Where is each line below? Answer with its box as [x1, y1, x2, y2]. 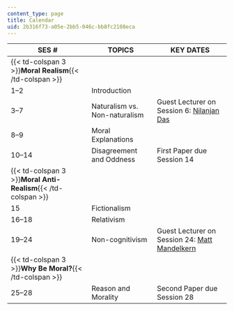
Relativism [91, 215, 125, 225]
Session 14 [156, 155, 194, 165]
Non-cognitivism [91, 235, 148, 245]
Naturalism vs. [91, 102, 139, 112]
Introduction [91, 86, 132, 96]
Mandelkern [156, 243, 196, 253]
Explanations [91, 135, 134, 144]
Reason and [91, 284, 130, 294]
